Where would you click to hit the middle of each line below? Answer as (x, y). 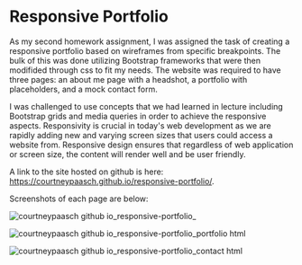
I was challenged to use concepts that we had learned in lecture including (146, 106)
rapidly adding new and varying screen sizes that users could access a (141, 135)
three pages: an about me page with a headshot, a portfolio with (128, 79)
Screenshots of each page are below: (79, 199)
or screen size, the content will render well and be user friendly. (128, 154)
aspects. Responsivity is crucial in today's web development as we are (141, 125)
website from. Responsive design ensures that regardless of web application (151, 145)
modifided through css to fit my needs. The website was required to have (145, 70)
